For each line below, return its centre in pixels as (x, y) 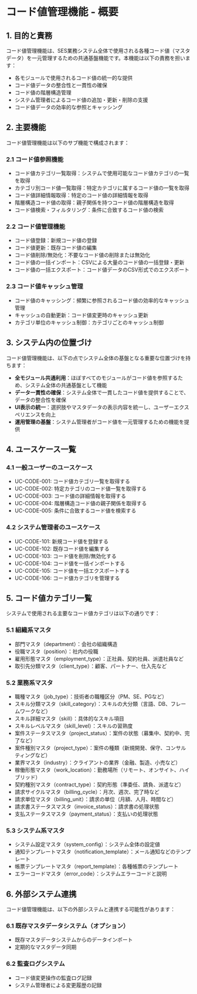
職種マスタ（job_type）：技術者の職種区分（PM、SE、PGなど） (91, 697)
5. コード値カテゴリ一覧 (49, 598)
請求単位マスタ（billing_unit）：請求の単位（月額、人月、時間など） (96, 799)
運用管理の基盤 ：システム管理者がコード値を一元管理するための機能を (99, 422)
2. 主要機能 (26, 128)
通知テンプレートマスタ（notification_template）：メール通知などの (95, 852)
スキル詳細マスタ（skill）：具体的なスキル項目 (69, 718)
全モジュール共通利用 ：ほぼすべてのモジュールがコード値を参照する (96, 378)
